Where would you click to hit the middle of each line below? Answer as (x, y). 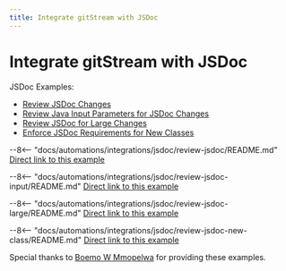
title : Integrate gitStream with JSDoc (84, 17)
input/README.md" (45, 186)
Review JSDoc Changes (67, 104)
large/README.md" (45, 213)
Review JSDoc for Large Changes (85, 123)
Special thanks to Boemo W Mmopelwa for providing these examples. (138, 257)
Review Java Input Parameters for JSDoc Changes (115, 114)
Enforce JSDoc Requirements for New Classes (108, 132)
